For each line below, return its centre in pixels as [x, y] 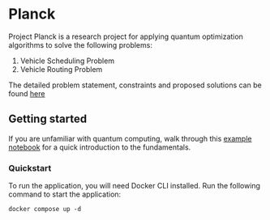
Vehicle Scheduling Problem [67, 61]
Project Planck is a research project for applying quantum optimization [126, 36]
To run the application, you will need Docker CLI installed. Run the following [135, 186]
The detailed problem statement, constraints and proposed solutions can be [135, 85]
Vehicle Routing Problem [61, 69]
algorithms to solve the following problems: [80, 44]
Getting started [48, 119]
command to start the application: [65, 194]
